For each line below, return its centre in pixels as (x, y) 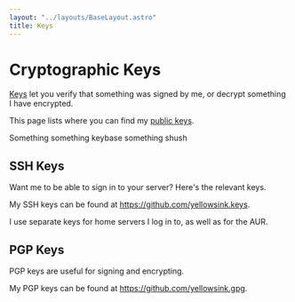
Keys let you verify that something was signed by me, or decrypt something (147, 94)
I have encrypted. (41, 104)
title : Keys (31, 26)
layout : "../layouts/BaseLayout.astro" (83, 17)
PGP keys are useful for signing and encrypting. (97, 271)
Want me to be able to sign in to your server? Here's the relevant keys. (138, 187)
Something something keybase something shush (99, 138)
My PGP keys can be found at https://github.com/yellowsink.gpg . (128, 289)
